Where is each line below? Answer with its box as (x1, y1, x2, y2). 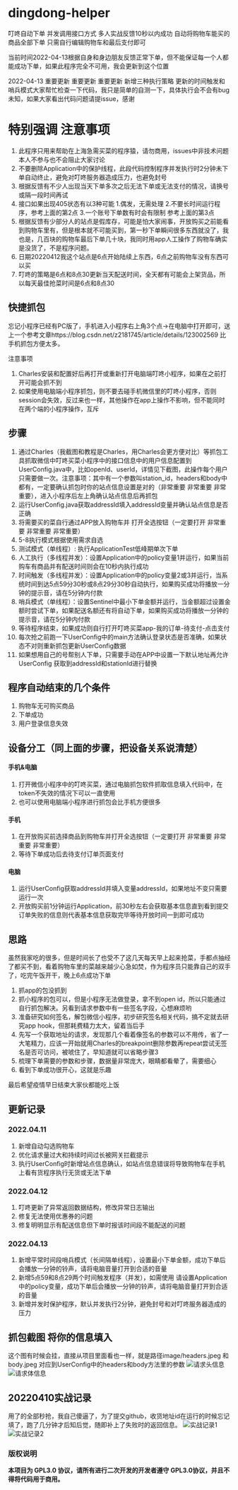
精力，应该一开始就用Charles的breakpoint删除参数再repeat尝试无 (30, 1039, 221, 1047)
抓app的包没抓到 (18, 986, 67, 995)
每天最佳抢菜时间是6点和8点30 (24, 279, 115, 287)
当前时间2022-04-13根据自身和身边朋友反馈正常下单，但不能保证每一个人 (8, 53, 223, 61)
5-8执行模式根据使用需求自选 (18, 535, 104, 544)
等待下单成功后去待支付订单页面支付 (18, 850, 124, 858)
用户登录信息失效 (18, 719, 69, 728)
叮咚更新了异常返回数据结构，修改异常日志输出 (18, 1203, 155, 1212)
